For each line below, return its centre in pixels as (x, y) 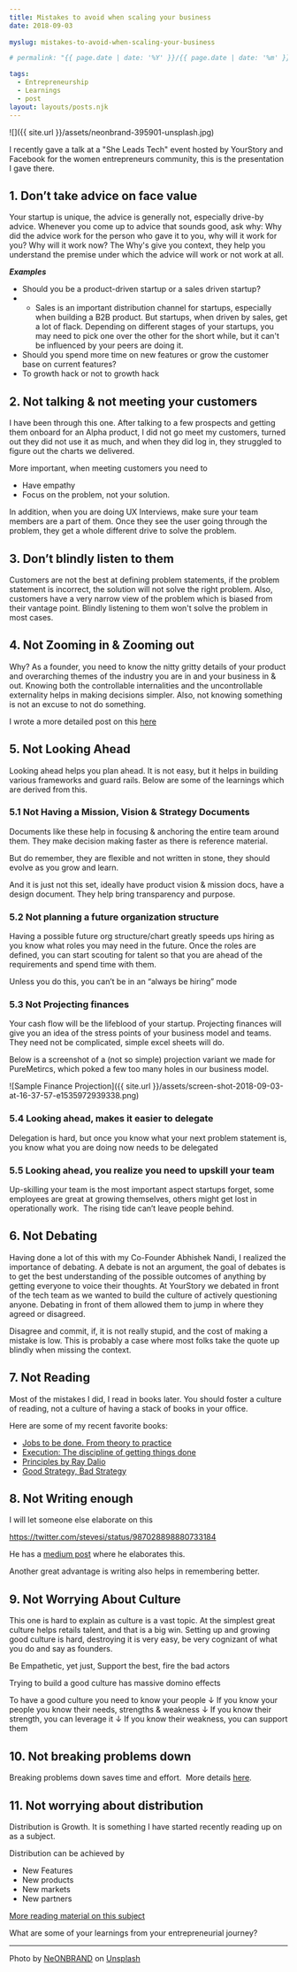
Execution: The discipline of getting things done (109, 1452)
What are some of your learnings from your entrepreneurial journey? (133, 1933)
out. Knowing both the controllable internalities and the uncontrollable (136, 685)
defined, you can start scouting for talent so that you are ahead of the (136, 955)
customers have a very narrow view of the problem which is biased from (141, 598)
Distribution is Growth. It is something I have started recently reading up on (146, 1826)
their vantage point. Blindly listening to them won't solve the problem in (138, 608)
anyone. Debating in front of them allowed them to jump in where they (137, 1304)
